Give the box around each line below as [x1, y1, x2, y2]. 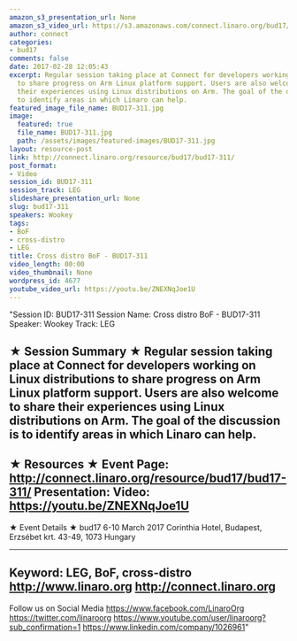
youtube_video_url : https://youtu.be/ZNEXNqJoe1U [9, 284, 196, 293]
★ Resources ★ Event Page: [9, 457, 170, 472]
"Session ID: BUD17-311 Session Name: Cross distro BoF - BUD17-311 [9, 309, 261, 320]
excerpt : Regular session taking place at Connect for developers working [9, 71, 291, 80]
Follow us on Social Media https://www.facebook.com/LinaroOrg [9, 603, 245, 614]
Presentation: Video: [34, 484, 150, 500]
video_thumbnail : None [9, 268, 93, 277]
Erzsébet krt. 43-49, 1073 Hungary [9, 531, 136, 542]
